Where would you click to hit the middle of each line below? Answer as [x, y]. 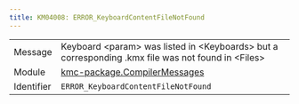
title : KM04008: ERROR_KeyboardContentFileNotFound [107, 17]
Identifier [32, 86]
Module [30, 72]
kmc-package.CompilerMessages [133, 72]
